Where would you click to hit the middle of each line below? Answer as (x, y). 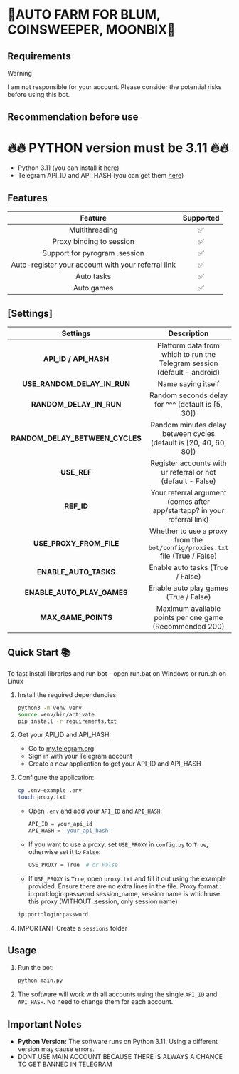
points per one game (188, 617)
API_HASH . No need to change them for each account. (95, 1002)
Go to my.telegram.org (61, 749)
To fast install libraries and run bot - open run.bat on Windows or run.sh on (117, 673)
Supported (201, 218)
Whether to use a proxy (188, 531)
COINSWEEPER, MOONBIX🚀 (91, 30)
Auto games (94, 288)
